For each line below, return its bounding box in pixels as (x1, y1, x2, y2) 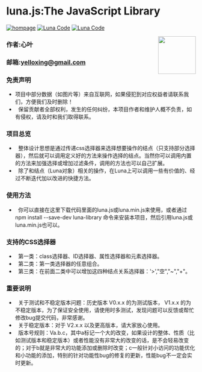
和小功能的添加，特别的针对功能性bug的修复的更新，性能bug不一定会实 (14, 352, 192, 359)
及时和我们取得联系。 (41, 113, 94, 121)
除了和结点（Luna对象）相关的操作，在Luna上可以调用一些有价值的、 (17, 167, 191, 174)
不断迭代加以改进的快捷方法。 (20, 175, 94, 182)
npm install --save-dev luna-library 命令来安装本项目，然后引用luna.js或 (14, 213, 194, 221)
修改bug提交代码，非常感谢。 (14, 314, 88, 321)
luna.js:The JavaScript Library (6, 4, 161, 18)
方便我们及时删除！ (25, 98, 73, 106)
